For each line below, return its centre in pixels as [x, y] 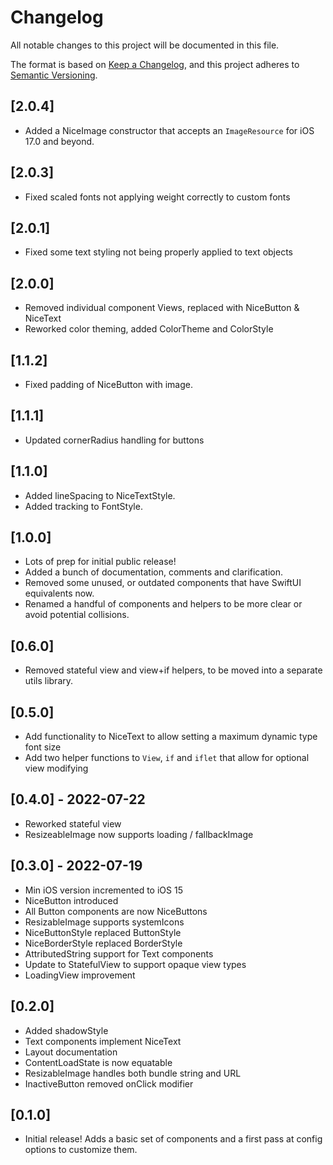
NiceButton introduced [71, 900]
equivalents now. [59, 593]
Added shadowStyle [66, 1030]
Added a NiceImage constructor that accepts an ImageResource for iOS [169, 130]
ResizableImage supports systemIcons [104, 922]
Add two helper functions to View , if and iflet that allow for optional [167, 758]
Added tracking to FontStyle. [83, 506]
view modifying [56, 768]
